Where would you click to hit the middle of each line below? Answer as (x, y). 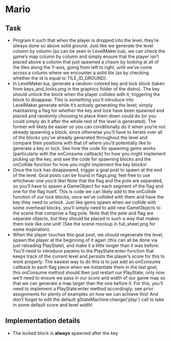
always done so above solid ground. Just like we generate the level (83, 46)
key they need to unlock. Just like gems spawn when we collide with (84, 202)
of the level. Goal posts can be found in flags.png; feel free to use (81, 175)
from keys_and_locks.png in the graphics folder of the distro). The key (86, 89)
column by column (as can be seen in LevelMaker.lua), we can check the (89, 51)
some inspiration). (32, 229)
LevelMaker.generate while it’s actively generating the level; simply (82, 105)
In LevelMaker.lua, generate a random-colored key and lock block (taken (89, 83)
